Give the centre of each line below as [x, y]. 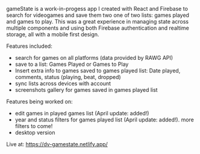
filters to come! [34, 126]
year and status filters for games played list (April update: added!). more [105, 120]
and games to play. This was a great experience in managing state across [97, 21]
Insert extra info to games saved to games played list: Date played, [98, 71]
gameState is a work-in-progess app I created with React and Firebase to [97, 9]
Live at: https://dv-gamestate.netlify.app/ [57, 144]
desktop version [35, 133]
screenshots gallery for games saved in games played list [86, 90]
